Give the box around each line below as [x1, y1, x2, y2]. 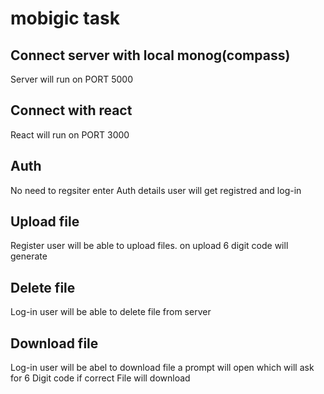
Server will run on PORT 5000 [10, 73, 133, 85]
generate [10, 250, 48, 262]
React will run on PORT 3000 [10, 128, 130, 141]
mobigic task [10, 7, 120, 30]
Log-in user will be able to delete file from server [10, 306, 212, 318]
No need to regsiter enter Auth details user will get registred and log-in [10, 184, 302, 196]
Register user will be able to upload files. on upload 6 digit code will [10, 240, 289, 252]
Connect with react [10, 102, 133, 119]
